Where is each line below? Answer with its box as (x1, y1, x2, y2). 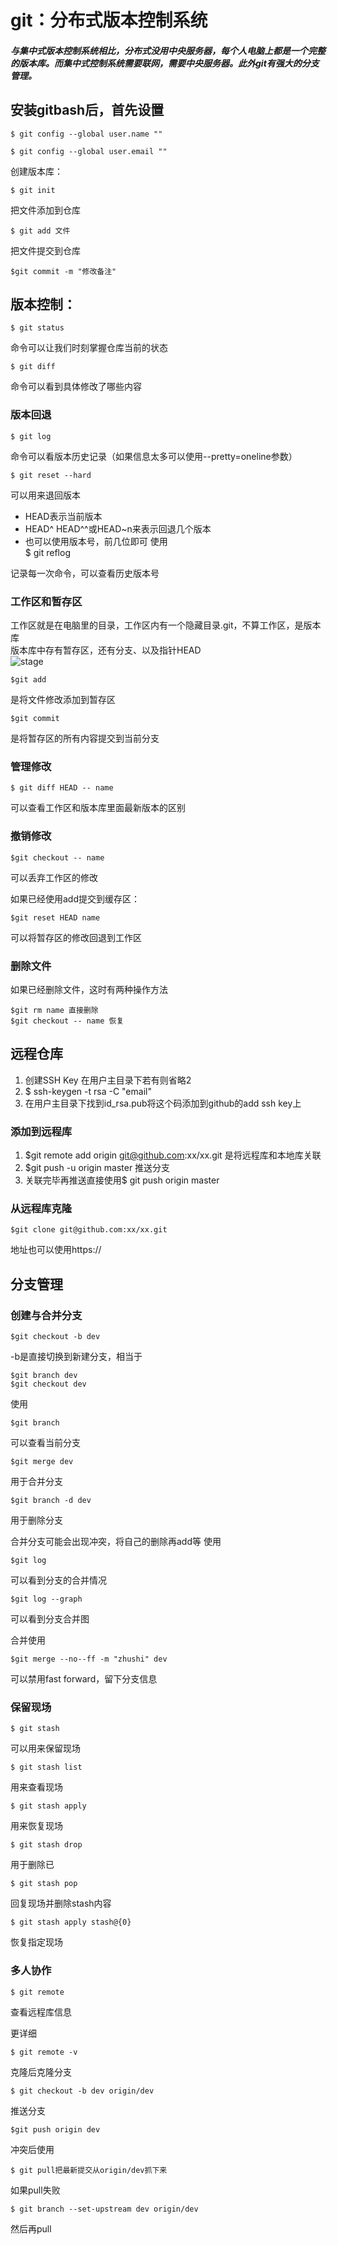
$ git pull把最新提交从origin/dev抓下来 (10, 2165, 168, 2175)
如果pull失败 (10, 2184, 61, 2196)
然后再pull (10, 2222, 52, 2235)
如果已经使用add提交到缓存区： (10, 892, 141, 905)
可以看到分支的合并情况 (10, 1574, 107, 1586)
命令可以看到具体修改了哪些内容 (10, 381, 142, 393)
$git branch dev (10, 1370, 78, 1380)
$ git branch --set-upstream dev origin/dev (10, 2204, 199, 2214)
